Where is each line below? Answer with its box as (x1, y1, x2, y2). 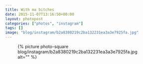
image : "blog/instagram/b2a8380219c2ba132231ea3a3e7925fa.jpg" (5, 30, 139, 35)
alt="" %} (17, 54, 37, 60)
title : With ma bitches (5, 7, 55, 12)
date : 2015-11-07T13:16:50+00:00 (5, 12, 74, 17)
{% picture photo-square (17, 44, 69, 49)
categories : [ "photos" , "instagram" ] (5, 21, 83, 26)
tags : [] (5, 26, 23, 31)
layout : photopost (5, 16, 43, 21)
